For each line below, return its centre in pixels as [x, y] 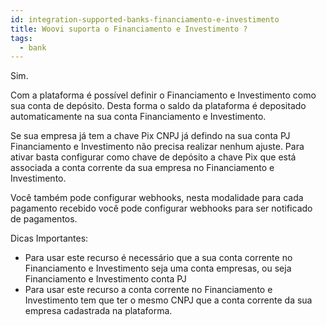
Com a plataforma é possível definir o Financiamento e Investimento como [163, 95]
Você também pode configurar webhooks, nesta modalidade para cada [157, 198]
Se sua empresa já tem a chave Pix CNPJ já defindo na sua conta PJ [150, 136]
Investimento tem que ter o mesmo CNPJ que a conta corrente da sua [168, 300]
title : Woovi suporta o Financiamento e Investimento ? [129, 29]
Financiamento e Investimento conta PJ [105, 279]
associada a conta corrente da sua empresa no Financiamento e [142, 168]
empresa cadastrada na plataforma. [98, 311]
